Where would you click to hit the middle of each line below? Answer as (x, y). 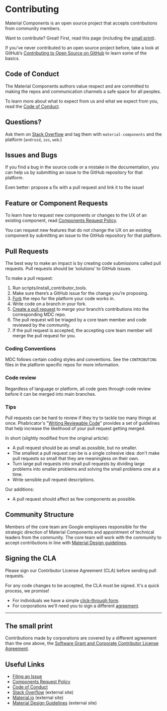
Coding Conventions (31, 348)
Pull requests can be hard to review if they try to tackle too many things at (81, 418)
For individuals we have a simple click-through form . (66, 600)
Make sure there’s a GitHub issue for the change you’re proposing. (80, 293)
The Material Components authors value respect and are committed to (77, 86)
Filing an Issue (27, 677)
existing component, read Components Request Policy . (61, 220)
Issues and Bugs (31, 155)
